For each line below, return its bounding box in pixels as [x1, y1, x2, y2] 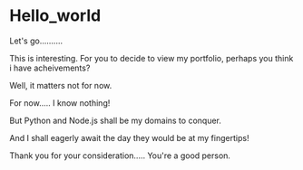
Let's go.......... [9, 35, 64, 46]
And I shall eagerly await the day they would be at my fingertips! [9, 132, 249, 143]
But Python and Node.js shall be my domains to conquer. [9, 115, 222, 126]
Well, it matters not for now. [9, 80, 112, 90]
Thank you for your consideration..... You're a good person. [9, 150, 231, 161]
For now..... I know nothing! [9, 97, 111, 109]
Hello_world [9, 5, 102, 26]
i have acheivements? [9, 62, 91, 73]
